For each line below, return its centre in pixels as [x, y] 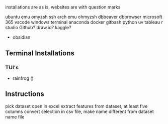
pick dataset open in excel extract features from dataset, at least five [76, 106]
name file [15, 116]
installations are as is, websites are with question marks [63, 7]
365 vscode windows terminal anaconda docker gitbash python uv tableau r [84, 22]
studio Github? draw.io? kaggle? [38, 28]
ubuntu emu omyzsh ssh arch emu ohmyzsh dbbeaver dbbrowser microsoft [84, 17]
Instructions [25, 94]
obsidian [21, 37]
